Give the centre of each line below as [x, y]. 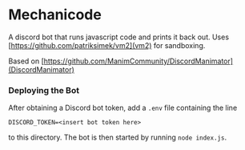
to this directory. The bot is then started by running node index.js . [117, 137]
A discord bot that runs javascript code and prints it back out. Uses [119, 37]
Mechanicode [55, 15]
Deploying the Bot [44, 90]
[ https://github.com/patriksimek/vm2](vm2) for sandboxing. [107, 45]
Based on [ [26, 61]
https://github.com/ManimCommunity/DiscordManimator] [139, 61]
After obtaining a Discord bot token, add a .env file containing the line [123, 108]
